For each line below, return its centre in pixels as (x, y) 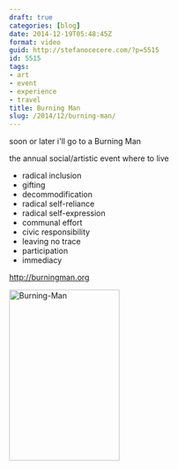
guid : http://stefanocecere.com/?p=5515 (85, 50)
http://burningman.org (49, 277)
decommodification (57, 195)
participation (45, 251)
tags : (19, 67)
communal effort (52, 223)
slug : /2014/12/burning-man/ (63, 116)
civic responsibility (56, 232)
